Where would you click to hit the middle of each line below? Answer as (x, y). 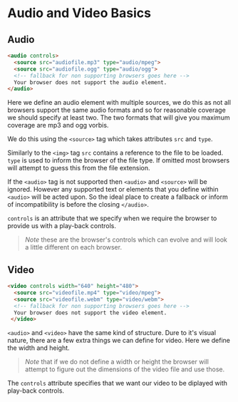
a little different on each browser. (73, 247)
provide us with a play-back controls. (62, 226)
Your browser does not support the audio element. (90, 82)
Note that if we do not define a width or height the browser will (117, 362)
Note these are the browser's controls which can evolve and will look (126, 239)
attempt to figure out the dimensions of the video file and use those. (125, 369)
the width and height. (38, 348)
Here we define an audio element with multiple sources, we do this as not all (119, 103)
